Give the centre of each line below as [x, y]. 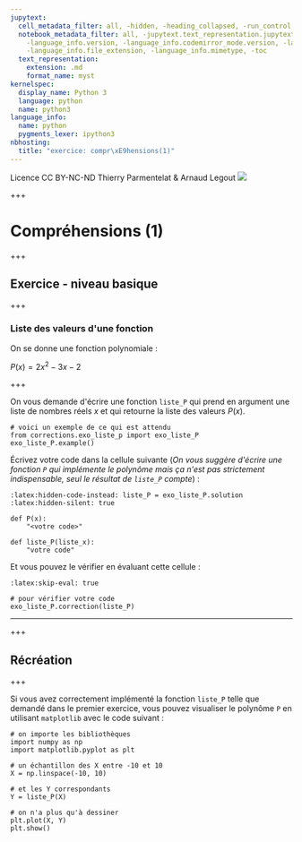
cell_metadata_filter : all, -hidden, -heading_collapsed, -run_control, [157, 26]
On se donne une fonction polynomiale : [84, 348]
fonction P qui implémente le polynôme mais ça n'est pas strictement [138, 469]
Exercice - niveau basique [84, 284]
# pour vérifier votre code [63, 599]
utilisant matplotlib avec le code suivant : [87, 718]
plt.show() [30, 829]
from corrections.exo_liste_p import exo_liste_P [105, 435]
